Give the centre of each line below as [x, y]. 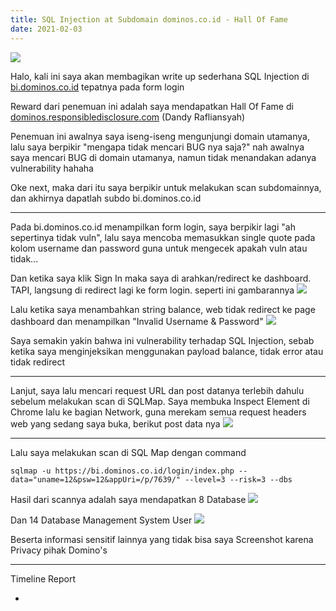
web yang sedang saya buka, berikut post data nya [115, 423]
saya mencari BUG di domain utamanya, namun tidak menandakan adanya [163, 157]
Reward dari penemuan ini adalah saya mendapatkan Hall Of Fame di [152, 106]
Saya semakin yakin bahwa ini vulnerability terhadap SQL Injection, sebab [162, 340]
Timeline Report [43, 578]
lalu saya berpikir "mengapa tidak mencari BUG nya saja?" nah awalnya [157, 147]
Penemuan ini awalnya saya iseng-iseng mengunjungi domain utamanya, [160, 136]
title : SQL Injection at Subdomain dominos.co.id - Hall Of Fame [149, 19]
